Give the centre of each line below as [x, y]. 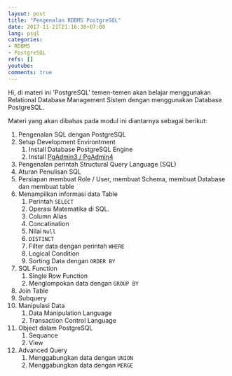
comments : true [30, 72]
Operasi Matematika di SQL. [69, 209]
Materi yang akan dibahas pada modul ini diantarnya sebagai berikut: [108, 120]
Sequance [43, 335]
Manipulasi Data [41, 305]
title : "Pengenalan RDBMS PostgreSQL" [64, 20]
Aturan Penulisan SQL [49, 172]
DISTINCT [41, 239]
